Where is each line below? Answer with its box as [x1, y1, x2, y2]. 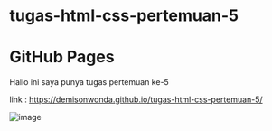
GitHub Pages [9, 47, 115, 68]
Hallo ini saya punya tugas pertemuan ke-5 [9, 77, 169, 88]
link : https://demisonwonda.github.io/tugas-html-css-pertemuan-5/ [9, 94, 264, 105]
